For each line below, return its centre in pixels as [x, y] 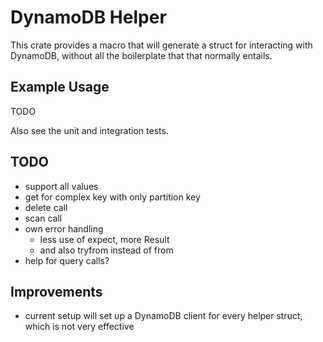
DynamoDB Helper [88, 17]
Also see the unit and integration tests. [89, 130]
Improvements [56, 291]
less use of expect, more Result [104, 239]
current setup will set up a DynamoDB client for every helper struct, [163, 316]
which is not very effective [79, 327]
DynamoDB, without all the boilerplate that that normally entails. [141, 55]
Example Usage [60, 87]
